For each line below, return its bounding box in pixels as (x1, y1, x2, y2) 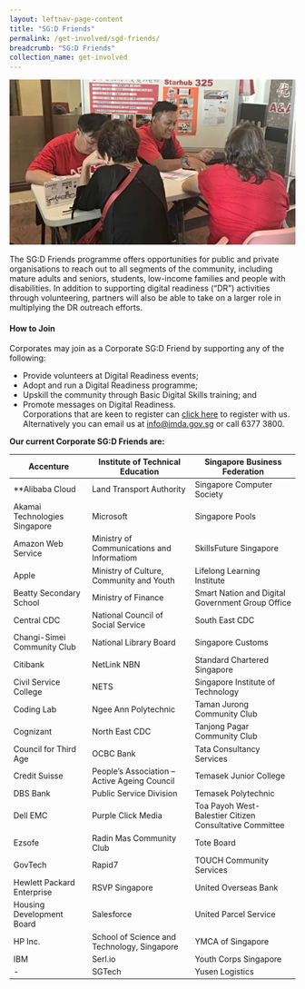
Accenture (28, 461, 70, 472)
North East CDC (92, 726, 152, 737)
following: (9, 352, 46, 363)
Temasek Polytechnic (194, 788, 275, 799)
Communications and (92, 543, 172, 554)
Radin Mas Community (92, 832, 177, 844)
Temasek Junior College (194, 770, 286, 781)
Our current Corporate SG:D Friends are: (9, 436, 165, 447)
